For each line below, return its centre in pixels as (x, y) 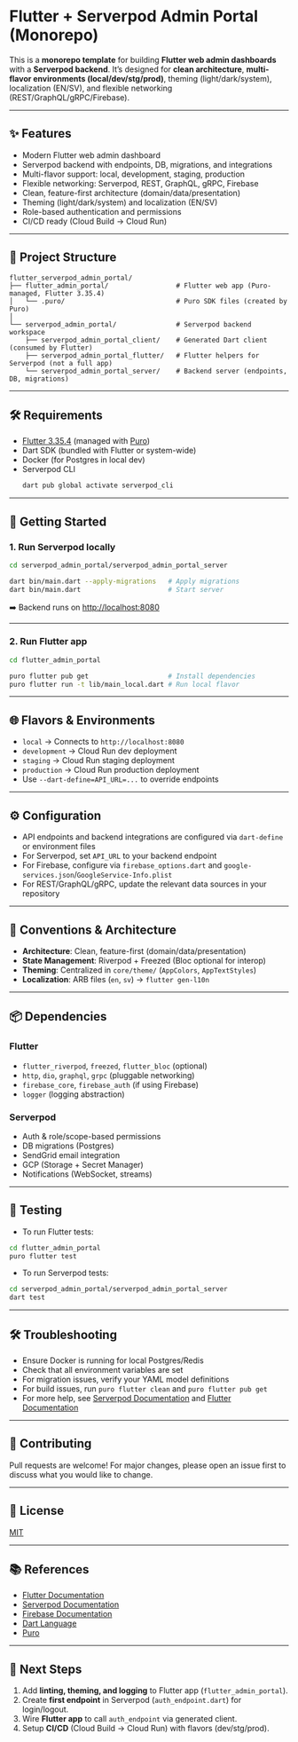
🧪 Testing (36, 1210)
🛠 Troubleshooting (63, 1334)
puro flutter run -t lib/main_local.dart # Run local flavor (125, 684)
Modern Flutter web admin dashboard (91, 155)
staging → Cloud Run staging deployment (98, 761)
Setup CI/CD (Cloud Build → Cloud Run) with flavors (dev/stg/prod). (145, 1729)
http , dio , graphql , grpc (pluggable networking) (108, 1075)
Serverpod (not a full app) (61, 363)
